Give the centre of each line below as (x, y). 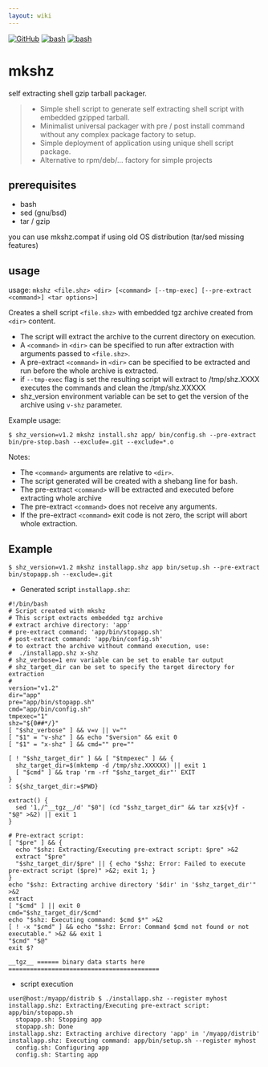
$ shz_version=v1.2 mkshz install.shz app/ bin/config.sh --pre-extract (132, 435)
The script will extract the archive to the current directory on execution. (138, 337)
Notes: (19, 457)
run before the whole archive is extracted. (89, 371)
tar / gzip (35, 221)
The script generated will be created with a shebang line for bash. (129, 481)
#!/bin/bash (28, 604)
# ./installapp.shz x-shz (53, 653)
